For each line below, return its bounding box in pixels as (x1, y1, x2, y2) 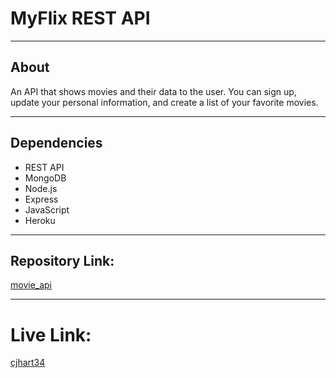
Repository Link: (10, 252, 115, 269)
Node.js (24, 182, 58, 194)
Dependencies (10, 135, 103, 152)
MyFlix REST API (10, 7, 151, 30)
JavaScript (24, 203, 70, 216)
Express (24, 193, 59, 205)
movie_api (10, 279, 53, 291)
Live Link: (10, 323, 92, 346)
